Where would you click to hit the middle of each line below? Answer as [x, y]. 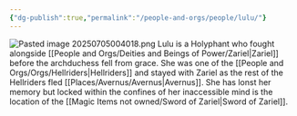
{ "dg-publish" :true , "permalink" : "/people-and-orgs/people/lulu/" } [138, 18]
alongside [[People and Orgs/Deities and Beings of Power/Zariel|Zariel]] [144, 53]
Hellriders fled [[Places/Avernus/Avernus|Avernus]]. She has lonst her [140, 82]
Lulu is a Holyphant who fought [216, 43]
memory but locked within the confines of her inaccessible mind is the [141, 92]
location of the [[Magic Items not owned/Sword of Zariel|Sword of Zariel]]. [149, 101]
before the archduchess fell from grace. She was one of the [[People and [147, 63]
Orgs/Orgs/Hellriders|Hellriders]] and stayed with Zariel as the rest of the [147, 72]
